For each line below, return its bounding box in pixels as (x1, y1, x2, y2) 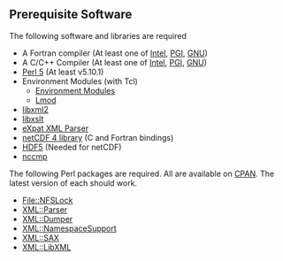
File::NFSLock (21, 195, 73, 205)
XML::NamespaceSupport (21, 223, 117, 234)
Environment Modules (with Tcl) (21, 75, 139, 87)
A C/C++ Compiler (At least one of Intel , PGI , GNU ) (21, 57, 208, 67)
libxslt (21, 113, 44, 124)
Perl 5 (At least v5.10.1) (21, 66, 104, 77)
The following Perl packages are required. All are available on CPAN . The (9, 168, 275, 179)
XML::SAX (21, 232, 60, 242)
